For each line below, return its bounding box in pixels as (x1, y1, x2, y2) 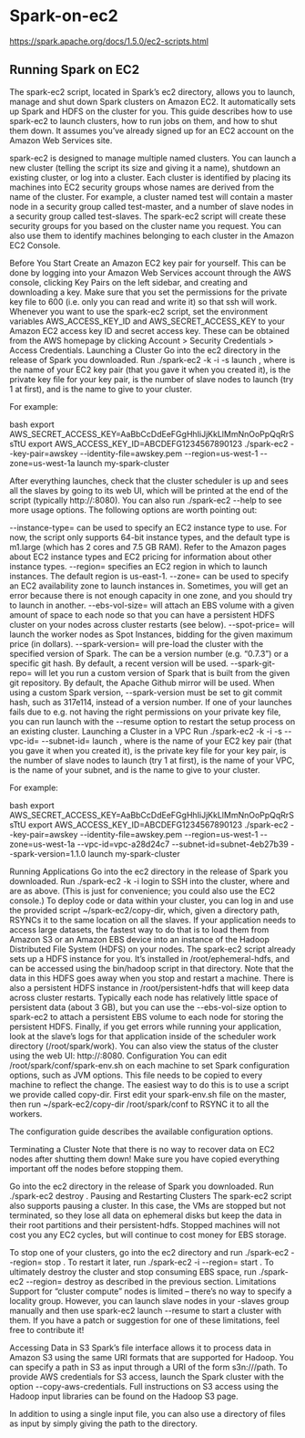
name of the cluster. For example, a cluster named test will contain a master (9, 191, 293, 202)
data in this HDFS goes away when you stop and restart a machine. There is (9, 973, 294, 984)
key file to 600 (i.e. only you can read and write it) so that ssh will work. (9, 296, 278, 307)
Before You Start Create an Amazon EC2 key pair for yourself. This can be (9, 257, 287, 268)
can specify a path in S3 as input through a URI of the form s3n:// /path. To (9, 1361, 289, 1372)
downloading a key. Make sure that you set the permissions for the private (9, 287, 288, 297)
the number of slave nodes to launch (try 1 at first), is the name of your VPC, (9, 755, 295, 766)
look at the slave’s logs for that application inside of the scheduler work (9, 1030, 277, 1041)
